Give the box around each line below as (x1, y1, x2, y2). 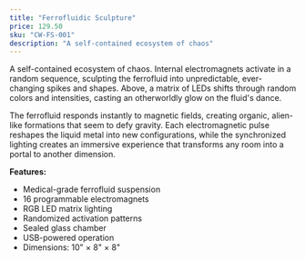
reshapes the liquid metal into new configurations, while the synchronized (9, 129, 287, 141)
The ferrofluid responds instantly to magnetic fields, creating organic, (9, 110, 270, 121)
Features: (9, 166, 47, 177)
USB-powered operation (22, 233, 115, 244)
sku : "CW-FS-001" (9, 30, 76, 39)
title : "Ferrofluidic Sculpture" (9, 13, 137, 23)
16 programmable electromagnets (22, 194, 149, 205)
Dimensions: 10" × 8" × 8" (22, 242, 121, 253)
